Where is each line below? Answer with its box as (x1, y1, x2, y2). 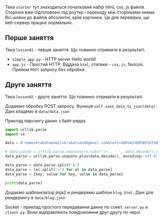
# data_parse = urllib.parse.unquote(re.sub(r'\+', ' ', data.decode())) (5, 149, 159, 154)
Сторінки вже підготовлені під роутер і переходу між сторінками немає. (5, 9, 156, 15)
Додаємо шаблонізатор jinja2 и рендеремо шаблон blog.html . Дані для (5, 189, 154, 195)
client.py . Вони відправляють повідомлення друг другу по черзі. (5, 209, 142, 215)
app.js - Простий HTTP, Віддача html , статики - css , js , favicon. (12, 61, 144, 67)
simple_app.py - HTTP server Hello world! (12, 56, 96, 62)
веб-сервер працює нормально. (5, 20, 73, 25)
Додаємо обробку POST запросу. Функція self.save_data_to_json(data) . (5, 103, 157, 109)
